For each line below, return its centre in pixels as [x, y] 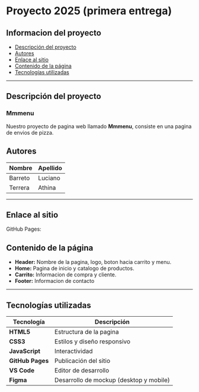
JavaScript [25, 351]
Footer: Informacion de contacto [54, 281]
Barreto [20, 178]
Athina [47, 187]
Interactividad [73, 351]
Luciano [49, 178]
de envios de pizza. [30, 132]
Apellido [50, 168]
